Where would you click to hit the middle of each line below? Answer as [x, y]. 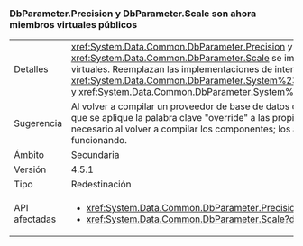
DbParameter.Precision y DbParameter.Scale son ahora [133, 14]
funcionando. [99, 141]
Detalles [31, 69]
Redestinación [101, 185]
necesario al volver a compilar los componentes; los [181, 129]
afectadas [35, 219]
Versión [30, 169]
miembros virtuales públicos [73, 24]
